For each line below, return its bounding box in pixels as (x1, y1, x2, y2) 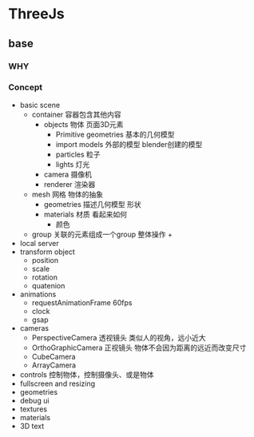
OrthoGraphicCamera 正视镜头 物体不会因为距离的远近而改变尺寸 (31, 343, 247, 352)
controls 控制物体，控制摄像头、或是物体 (19, 369, 154, 379)
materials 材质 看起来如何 (43, 209, 128, 219)
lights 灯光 (55, 159, 90, 169)
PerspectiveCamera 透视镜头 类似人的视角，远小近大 (31, 332, 206, 342)
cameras (19, 323, 50, 332)
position (31, 255, 58, 264)
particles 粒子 (55, 149, 101, 159)
